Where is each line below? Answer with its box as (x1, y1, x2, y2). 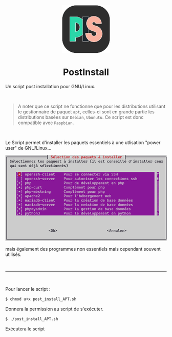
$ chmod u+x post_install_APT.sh (5, 296, 77, 302)
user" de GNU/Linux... (5, 145, 52, 151)
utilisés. (5, 251, 22, 257)
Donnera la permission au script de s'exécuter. (5, 306, 104, 312)
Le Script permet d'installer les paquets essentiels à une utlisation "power (5, 139, 161, 146)
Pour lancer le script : (5, 286, 51, 292)
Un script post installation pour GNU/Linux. (5, 83, 96, 89)
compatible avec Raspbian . (17, 120, 74, 126)
